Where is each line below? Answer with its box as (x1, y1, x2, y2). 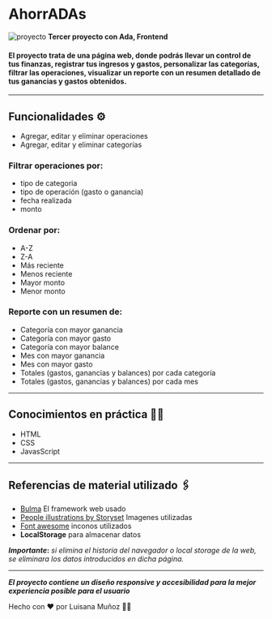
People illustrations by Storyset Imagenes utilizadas (19, 513, 193, 522)
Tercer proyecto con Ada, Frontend (48, 32, 168, 41)
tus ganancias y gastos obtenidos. (8, 76, 127, 86)
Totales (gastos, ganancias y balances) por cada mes (19, 376, 198, 386)
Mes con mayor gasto (19, 359, 93, 369)
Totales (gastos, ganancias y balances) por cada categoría (19, 368, 216, 377)
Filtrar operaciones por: (8, 160, 104, 171)
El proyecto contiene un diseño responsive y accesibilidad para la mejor (8, 578, 257, 587)
